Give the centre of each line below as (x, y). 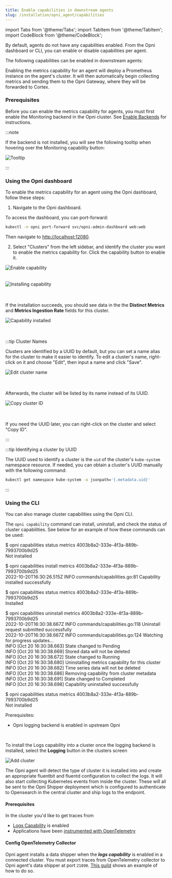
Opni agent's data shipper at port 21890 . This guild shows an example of (81, 865)
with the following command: (36, 470)
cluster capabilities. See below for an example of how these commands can (85, 530)
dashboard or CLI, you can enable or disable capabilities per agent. (76, 50)
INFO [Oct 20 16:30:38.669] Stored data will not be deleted (68, 652)
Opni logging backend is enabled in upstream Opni (66, 725)
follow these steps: (25, 198)
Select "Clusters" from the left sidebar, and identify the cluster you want (89, 247)
